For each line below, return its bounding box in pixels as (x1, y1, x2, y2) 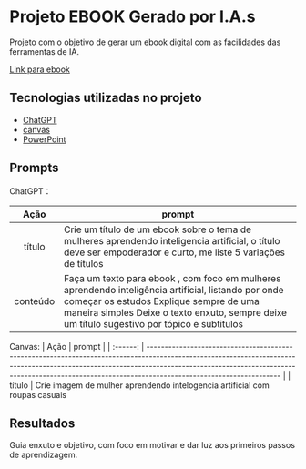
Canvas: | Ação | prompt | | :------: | (9, 341, 145, 352)
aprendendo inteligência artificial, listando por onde (63, 283, 284, 296)
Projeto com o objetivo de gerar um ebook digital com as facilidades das (9, 36, 281, 47)
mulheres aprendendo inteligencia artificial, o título (63, 234, 280, 247)
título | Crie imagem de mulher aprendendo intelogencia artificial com (9, 380, 270, 391)
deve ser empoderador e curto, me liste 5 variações (63, 246, 285, 259)
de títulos (63, 257, 104, 270)
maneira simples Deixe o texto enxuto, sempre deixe (63, 306, 288, 319)
